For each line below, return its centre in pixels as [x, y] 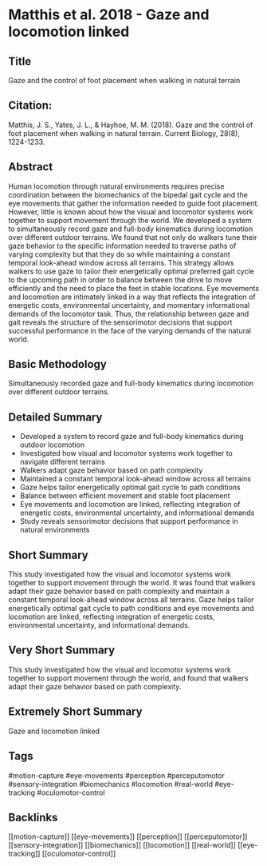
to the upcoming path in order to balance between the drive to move [120, 279]
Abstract [31, 167]
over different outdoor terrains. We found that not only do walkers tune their [133, 237]
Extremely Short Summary [75, 712]
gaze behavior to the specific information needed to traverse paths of [122, 245]
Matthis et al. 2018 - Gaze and [109, 15]
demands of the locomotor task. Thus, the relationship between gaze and [129, 313]
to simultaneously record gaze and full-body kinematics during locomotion [131, 229]
